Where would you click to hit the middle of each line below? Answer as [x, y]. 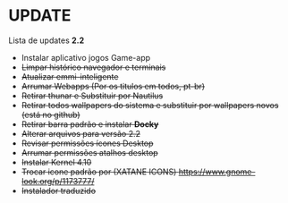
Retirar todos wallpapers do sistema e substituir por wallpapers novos [150, 105]
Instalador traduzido [58, 190]
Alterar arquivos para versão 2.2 [80, 133]
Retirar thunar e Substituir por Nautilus [92, 96]
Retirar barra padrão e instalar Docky [90, 124]
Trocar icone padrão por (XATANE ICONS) [99, 172]
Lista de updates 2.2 [47, 40]
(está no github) [51, 114]
